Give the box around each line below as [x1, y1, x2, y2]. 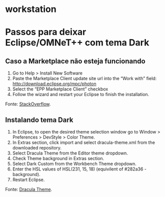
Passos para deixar [5, 26, 86, 38]
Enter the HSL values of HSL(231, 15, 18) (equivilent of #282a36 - [12, 166, 146, 172]
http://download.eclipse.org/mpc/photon [12, 81, 96, 87]
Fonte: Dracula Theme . [5, 186, 52, 192]
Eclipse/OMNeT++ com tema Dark [5, 37, 149, 48]
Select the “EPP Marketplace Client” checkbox [12, 86, 108, 92]
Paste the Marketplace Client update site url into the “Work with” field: [12, 75, 157, 81]
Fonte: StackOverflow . [5, 101, 51, 107]
